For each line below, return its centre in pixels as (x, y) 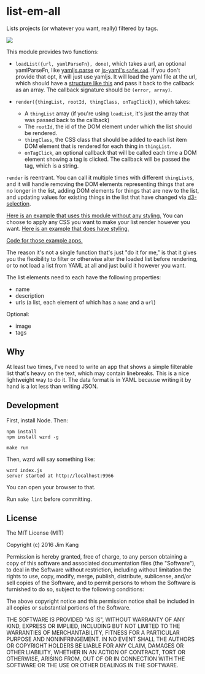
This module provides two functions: (53, 52)
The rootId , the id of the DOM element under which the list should (108, 126)
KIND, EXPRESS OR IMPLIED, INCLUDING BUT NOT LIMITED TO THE (93, 626)
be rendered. (41, 133)
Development (33, 405)
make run (17, 447)
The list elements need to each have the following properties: (84, 277)
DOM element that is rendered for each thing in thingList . (98, 146)
